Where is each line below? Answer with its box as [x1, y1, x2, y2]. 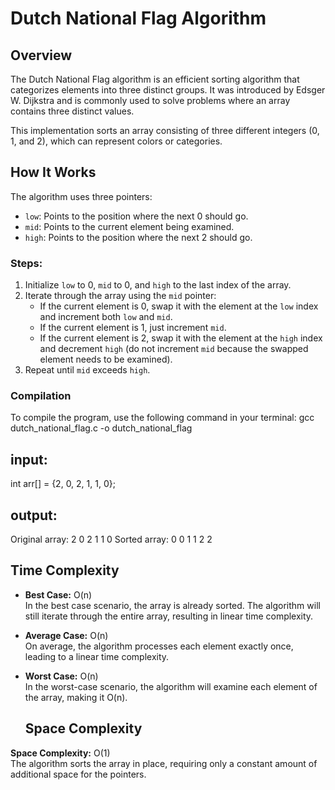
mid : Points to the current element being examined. [24, 220, 235, 232]
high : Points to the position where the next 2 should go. [24, 231, 253, 243]
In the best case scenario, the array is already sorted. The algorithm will [24, 599, 321, 611]
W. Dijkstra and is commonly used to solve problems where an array [10, 95, 291, 106]
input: [10, 451, 48, 468]
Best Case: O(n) [24, 588, 93, 601]
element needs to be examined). [39, 353, 173, 366]
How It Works [10, 164, 97, 181]
